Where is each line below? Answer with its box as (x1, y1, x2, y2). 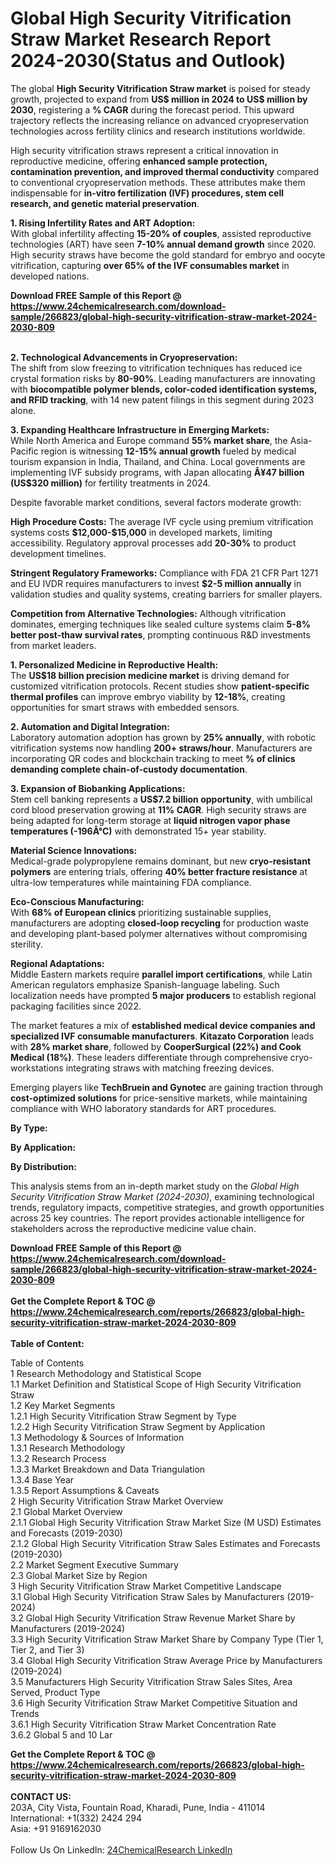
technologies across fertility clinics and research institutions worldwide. (10, 125, 306, 137)
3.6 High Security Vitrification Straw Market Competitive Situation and (10, 1697, 298, 1709)
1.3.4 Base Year (10, 1473, 75, 1486)
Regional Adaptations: (10, 957, 105, 969)
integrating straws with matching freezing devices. (65, 1062, 275, 1074)
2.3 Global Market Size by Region (10, 1569, 148, 1581)
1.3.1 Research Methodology (10, 1442, 126, 1454)
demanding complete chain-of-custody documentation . (10, 763, 248, 775)
